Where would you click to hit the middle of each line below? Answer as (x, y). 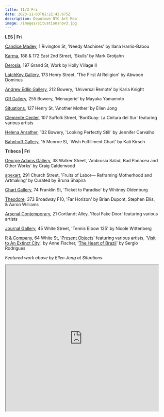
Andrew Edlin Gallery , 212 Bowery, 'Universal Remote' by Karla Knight (74, 89)
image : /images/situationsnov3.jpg (41, 23)
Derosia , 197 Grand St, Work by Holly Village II (51, 65)
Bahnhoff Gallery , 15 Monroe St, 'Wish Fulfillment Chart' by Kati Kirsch (75, 142)
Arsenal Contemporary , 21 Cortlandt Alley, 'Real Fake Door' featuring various (82, 214)
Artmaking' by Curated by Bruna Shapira (45, 180)
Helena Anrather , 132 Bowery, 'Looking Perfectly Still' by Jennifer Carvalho (80, 133)
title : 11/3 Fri (21, 9)
